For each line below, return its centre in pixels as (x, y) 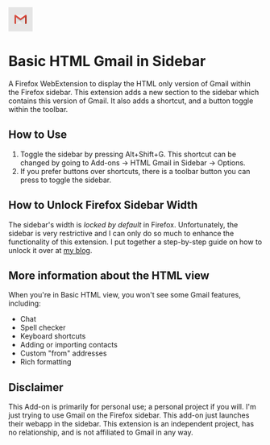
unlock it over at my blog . (50, 250)
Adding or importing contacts (69, 345)
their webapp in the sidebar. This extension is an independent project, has (131, 424)
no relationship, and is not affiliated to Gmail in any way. (101, 433)
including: (25, 304)
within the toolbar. (38, 109)
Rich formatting (46, 362)
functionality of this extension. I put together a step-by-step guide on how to (135, 242)
